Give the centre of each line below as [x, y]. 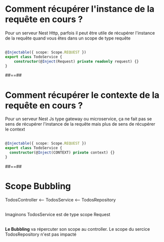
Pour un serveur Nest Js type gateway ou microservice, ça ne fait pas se [79, 119]
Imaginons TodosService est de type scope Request [58, 214]
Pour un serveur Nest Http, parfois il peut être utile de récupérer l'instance [80, 33]
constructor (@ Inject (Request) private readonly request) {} [76, 61]
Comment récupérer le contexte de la [82, 95]
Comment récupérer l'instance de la [80, 9]
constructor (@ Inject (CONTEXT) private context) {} [62, 153]
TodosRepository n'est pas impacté [41, 234]
